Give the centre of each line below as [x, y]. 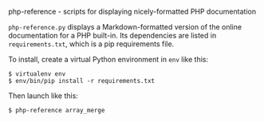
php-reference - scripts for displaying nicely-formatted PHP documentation [132, 12]
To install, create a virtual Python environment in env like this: [108, 59]
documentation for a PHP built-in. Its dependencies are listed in [112, 35]
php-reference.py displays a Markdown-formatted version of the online [125, 27]
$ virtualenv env [37, 74]
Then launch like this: [43, 96]
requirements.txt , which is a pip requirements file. [91, 44]
